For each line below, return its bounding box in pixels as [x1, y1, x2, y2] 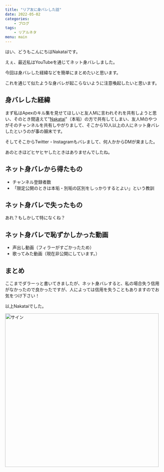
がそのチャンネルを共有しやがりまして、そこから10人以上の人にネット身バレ [5, 122, 160, 128]
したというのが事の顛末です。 [5, 128, 65, 134]
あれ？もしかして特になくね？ [5, 215, 65, 221]
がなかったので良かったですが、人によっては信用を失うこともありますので [5, 286, 156, 293]
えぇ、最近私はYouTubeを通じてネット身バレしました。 [5, 59, 118, 65]
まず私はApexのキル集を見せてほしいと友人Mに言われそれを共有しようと [5, 110, 153, 116]
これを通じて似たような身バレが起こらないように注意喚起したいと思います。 [5, 80, 160, 86]
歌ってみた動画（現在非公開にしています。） [12, 251, 100, 257]
